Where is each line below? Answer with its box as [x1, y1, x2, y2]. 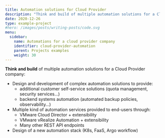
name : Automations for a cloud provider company [14, 39, 115, 44]
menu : [5, 30, 16, 35]
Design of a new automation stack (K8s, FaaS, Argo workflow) [12, 128, 138, 134]
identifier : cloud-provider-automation [14, 44, 96, 48]
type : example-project [5, 21, 52, 26]
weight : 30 [14, 52, 36, 58]
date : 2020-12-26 [5, 16, 41, 21]
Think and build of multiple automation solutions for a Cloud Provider [5, 66, 146, 72]
